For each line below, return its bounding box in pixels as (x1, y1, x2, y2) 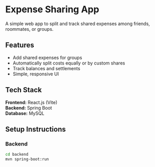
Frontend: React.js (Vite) (5, 99, 58, 106)
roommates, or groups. (5, 26, 54, 32)
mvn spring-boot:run (5, 157, 50, 162)
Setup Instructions (5, 124, 66, 134)
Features (5, 41, 34, 50)
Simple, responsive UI (12, 71, 59, 77)
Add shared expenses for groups (12, 54, 82, 60)
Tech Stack (5, 86, 42, 94)
